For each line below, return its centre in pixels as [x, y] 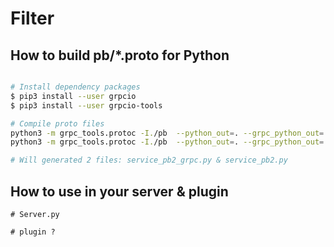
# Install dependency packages [75, 87]
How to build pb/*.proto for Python [120, 55]
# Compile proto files [57, 123]
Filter [32, 18]
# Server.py [35, 214]
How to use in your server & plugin [119, 191]
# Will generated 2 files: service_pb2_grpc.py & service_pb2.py [149, 160]
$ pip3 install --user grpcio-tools [86, 105]
